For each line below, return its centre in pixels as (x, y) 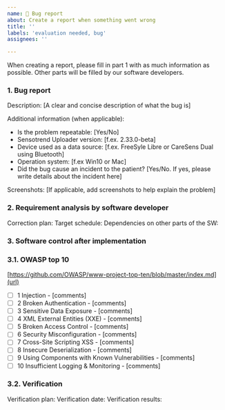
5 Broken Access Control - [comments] (73, 327)
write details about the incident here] (69, 177)
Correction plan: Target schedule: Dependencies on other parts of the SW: (113, 223)
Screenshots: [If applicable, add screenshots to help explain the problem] (111, 190)
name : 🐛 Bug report (35, 14)
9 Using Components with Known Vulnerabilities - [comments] (106, 358)
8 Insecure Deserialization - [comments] (75, 350)
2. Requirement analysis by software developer (88, 208)
